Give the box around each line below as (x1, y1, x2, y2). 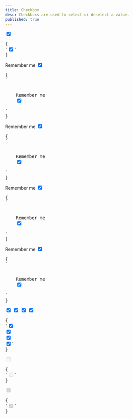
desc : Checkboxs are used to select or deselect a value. (5, 12, 129, 17)
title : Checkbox (5, 7, 39, 13)
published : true (5, 17, 39, 22)
